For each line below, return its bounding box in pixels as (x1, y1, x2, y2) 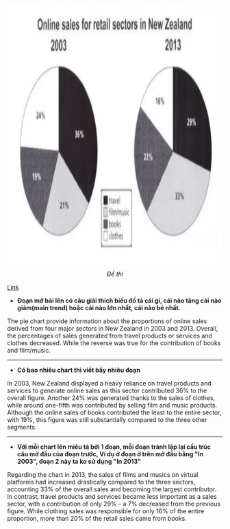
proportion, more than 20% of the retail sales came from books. (7, 515, 187, 522)
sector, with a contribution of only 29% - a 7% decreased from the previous (7, 499, 221, 508)
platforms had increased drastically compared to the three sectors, (7, 478, 196, 486)
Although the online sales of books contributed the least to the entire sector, (7, 408, 222, 416)
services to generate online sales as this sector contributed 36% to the (7, 386, 207, 395)
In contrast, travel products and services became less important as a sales (7, 493, 217, 500)
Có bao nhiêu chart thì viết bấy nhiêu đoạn (16, 366, 140, 374)
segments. (7, 423, 37, 431)
